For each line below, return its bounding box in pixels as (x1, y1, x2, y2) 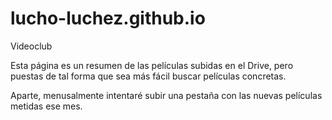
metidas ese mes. (10, 100, 83, 112)
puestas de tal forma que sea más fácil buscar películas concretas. (10, 70, 287, 82)
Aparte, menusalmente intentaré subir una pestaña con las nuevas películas (10, 89, 323, 101)
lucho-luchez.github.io (10, 7, 206, 30)
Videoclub (10, 40, 53, 52)
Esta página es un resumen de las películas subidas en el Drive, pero (10, 59, 294, 71)
